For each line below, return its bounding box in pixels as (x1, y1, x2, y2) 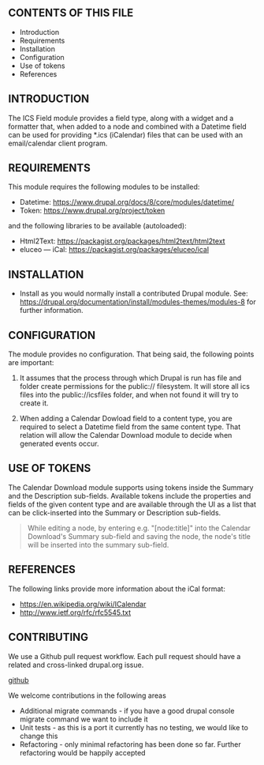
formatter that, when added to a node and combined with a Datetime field (8, 122, 247, 131)
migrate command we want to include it (19, 714, 148, 724)
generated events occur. (19, 439, 100, 449)
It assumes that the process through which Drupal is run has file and (19, 373, 242, 382)
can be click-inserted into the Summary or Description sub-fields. (8, 507, 221, 517)
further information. (19, 306, 84, 315)
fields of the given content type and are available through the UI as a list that (8, 499, 256, 509)
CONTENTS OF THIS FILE (8, 6, 134, 20)
